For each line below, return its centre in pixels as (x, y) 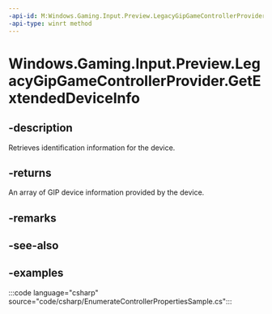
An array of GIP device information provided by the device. (106, 192)
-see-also (34, 245)
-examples (36, 273)
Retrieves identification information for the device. (92, 148)
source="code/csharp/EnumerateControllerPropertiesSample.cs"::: (120, 301)
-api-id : (23, 16)
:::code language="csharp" (53, 292)
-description (40, 128)
